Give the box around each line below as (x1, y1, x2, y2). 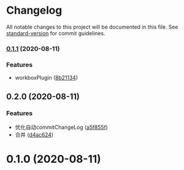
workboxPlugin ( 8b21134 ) (14, 74, 78, 81)
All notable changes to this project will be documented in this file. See (6, 23, 179, 30)
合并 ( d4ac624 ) (14, 131, 54, 138)
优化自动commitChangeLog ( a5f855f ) (14, 123, 108, 131)
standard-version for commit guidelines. (6, 29, 105, 36)
